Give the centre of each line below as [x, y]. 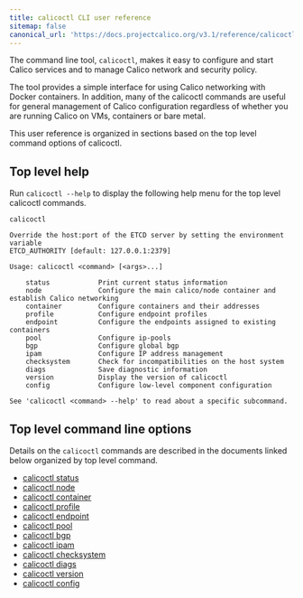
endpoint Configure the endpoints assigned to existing [151, 322]
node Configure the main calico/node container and [151, 291]
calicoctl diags [49, 564]
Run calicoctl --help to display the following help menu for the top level [145, 193]
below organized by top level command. [83, 460]
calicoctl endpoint [56, 516]
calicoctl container [57, 497]
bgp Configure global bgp [102, 346]
